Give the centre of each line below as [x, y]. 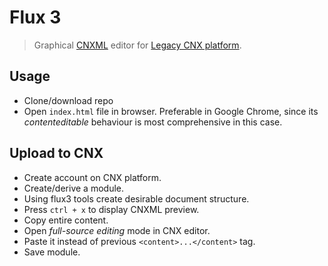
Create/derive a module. [73, 188]
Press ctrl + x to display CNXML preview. [111, 209]
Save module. [52, 252]
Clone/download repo [68, 100]
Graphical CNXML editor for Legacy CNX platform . [137, 45]
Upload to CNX [56, 153]
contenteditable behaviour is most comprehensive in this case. [153, 122]
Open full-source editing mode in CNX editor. [117, 230]
